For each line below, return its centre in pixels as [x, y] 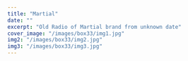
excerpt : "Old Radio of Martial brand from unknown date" [94, 27]
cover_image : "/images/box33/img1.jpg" [66, 33]
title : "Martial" [33, 14]
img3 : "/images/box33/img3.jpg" [55, 46]
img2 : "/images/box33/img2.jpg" [55, 40]
